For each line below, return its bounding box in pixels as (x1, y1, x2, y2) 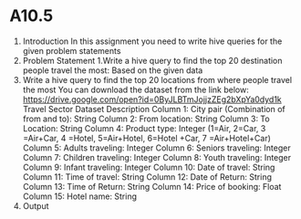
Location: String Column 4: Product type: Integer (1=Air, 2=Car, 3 (22, 122, 266, 133)
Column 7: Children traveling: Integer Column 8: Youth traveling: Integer (22, 151, 292, 162)
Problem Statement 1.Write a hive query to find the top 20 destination (22, 55, 283, 66)
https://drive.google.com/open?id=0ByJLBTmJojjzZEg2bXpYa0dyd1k (22, 93, 283, 105)
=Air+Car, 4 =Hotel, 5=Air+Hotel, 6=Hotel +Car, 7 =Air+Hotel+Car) (22, 132, 272, 143)
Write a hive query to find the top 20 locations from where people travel (22, 74, 293, 85)
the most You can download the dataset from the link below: (22, 84, 249, 95)
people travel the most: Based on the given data (22, 65, 203, 76)
